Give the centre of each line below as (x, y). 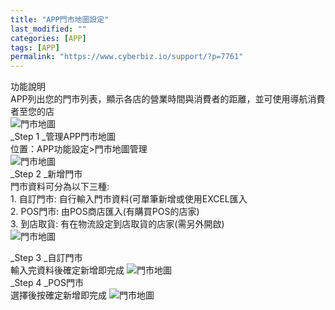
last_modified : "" (48, 29)
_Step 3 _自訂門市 (46, 258)
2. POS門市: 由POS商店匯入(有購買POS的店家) (105, 212)
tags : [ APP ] (35, 47)
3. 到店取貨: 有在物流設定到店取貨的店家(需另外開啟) (117, 224)
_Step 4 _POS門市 (47, 283)
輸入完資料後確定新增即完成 (67, 270)
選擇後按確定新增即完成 (58, 295)
